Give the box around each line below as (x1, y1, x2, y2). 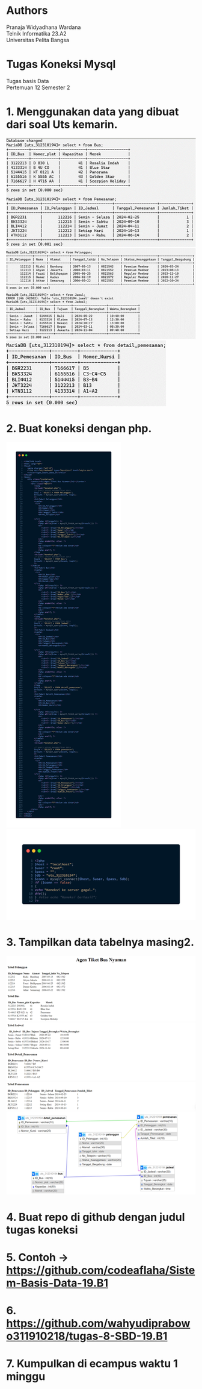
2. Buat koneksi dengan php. (6, 421, 152, 435)
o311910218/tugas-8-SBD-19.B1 (6, 1329, 168, 1343)
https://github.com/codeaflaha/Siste (6, 1263, 195, 1277)
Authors (6, 4, 48, 17)
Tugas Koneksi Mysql (6, 58, 116, 71)
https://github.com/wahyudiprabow (6, 1317, 191, 1331)
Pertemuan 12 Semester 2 (6, 84, 70, 91)
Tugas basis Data (6, 77, 49, 84)
